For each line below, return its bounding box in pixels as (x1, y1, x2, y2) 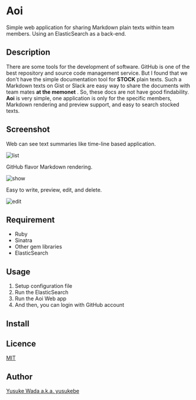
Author (6, 372, 33, 382)
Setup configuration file (14, 282, 73, 290)
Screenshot (6, 125, 50, 135)
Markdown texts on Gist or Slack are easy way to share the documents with (6, 82, 191, 89)
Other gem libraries (14, 243, 62, 250)
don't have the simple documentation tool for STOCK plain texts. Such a (6, 75, 182, 82)
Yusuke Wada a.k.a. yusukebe (6, 388, 80, 395)
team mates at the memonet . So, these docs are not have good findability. (6, 88, 189, 96)
